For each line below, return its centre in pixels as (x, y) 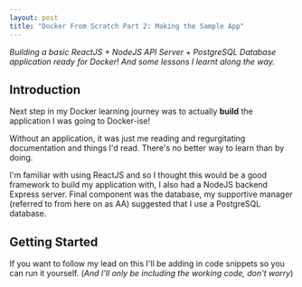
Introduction (45, 90)
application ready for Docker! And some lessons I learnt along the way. (142, 61)
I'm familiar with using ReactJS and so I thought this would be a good (138, 175)
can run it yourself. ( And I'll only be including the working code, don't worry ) (151, 273)
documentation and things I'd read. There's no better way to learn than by (147, 148)
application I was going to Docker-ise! (80, 121)
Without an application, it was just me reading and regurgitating (127, 139)
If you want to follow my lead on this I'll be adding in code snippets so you (147, 264)
